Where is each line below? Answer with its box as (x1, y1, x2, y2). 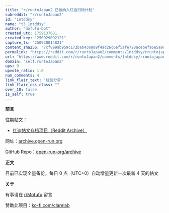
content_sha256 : (5, 45, 39, 50)
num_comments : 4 (5, 73, 39, 78)
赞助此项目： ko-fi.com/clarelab (5, 202, 70, 208)
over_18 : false (5, 87, 37, 92)
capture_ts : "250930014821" (5, 40, 64, 45)
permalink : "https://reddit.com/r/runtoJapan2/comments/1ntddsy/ (5, 49, 145, 54)
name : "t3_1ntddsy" (5, 21, 46, 27)
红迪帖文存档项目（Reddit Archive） (12, 127, 87, 133)
